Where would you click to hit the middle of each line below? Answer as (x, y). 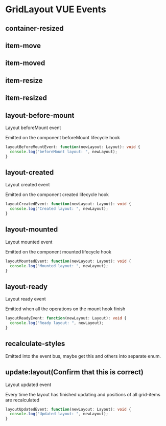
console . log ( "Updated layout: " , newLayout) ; (59, 414)
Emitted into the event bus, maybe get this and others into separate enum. (83, 356)
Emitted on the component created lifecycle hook (57, 195)
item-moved (25, 63)
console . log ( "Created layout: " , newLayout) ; (59, 209)
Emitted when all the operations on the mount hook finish (65, 309)
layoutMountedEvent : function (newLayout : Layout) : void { (68, 261)
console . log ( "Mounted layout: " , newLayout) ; (59, 266)
